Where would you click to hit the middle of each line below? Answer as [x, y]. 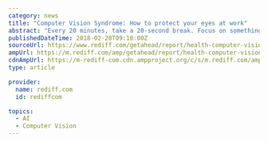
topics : [21, 111]
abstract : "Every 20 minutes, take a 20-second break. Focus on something [135, 30]
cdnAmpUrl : [26, 61]
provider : [25, 82]
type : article [32, 68]
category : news [33, 16]
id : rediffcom [39, 97]
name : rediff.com [44, 89]
